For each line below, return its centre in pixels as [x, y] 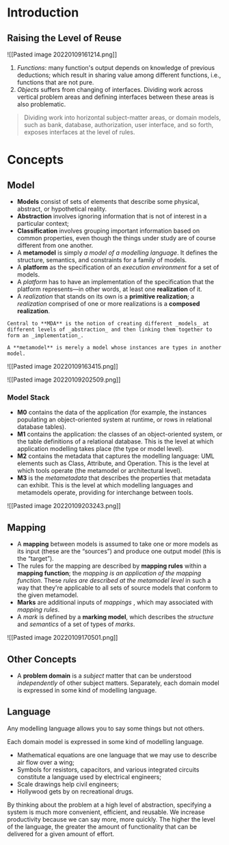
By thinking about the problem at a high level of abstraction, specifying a [109, 805]
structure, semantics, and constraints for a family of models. [102, 260]
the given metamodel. [48, 595]
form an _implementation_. [45, 336]
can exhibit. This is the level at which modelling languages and [105, 485]
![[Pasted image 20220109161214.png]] [62, 54]
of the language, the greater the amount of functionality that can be [102, 826]
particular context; [43, 223]
